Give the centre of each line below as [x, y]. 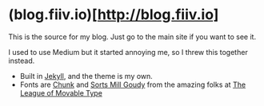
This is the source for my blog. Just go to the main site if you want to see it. [132, 37]
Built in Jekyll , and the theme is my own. [86, 76]
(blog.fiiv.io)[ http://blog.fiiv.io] [114, 15]
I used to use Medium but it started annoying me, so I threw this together [128, 52]
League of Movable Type [61, 92]
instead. [22, 61]
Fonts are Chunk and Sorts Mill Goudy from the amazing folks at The [133, 84]
